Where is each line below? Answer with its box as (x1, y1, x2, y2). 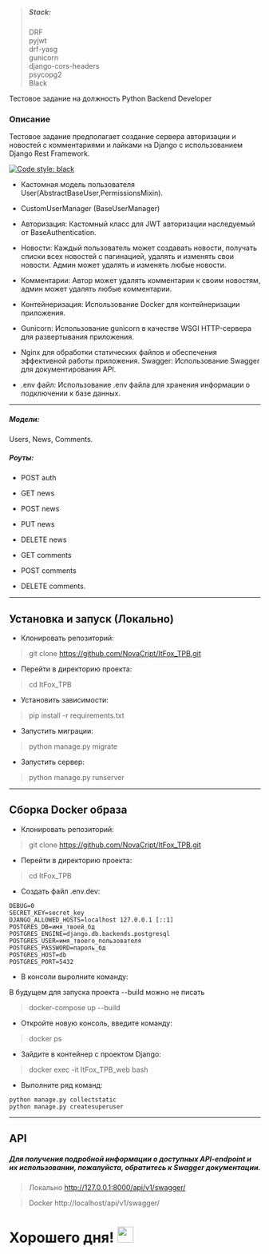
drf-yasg (28, 44, 58, 54)
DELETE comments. (20, 581, 86, 591)
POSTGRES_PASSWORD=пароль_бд (9, 944, 106, 952)
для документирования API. (20, 364, 117, 374)
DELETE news (20, 535, 67, 544)
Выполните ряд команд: (20, 1080, 103, 1089)
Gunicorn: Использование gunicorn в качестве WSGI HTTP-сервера (20, 324, 252, 333)
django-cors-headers (28, 61, 100, 70)
